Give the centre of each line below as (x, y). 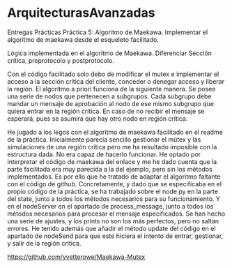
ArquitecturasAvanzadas (81, 13)
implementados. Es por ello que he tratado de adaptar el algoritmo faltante (114, 177)
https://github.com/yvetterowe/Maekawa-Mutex (76, 257)
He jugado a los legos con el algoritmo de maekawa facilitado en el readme (115, 132)
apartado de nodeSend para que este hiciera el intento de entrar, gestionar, (115, 236)
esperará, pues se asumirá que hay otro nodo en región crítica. (98, 118)
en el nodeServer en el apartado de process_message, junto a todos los (110, 206)
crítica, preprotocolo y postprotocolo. (61, 60)
